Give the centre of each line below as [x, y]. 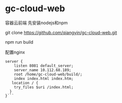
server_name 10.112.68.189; [43, 70]
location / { [25, 83]
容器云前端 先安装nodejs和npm [36, 23]
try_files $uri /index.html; [44, 87]
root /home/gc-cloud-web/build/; [48, 74]
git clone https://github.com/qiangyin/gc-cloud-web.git [61, 32]
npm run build [19, 42]
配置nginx [15, 52]
